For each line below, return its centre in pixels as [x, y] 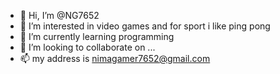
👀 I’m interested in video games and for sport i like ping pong [145, 26]
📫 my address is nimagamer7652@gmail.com [115, 58]
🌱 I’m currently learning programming [97, 36]
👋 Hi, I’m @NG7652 [59, 15]
